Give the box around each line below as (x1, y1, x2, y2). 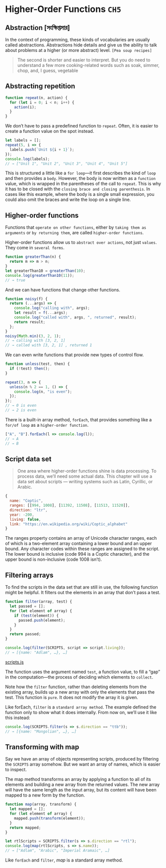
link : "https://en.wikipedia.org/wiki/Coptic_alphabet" (9, 521, 128, 527)
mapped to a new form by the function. (5, 792, 85, 798)
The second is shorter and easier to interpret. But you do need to (17, 57, 151, 63)
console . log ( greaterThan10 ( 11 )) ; (5, 273, 75, 278)
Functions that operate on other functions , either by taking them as (5, 224, 147, 230)
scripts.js (5, 659, 24, 665)
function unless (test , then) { (5, 361, 70, 367)
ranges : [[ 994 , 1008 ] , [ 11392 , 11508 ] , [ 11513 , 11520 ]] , (9, 503, 130, 508)
